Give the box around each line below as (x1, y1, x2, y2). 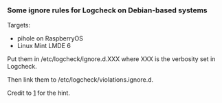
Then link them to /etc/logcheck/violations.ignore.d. (7, 76, 154, 84)
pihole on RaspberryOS (16, 34, 84, 43)
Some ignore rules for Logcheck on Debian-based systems (7, 5, 208, 15)
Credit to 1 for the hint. (7, 89, 71, 98)
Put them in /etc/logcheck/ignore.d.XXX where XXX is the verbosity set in (7, 55, 216, 63)
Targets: (7, 21, 31, 30)
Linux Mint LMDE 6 (16, 42, 71, 50)
